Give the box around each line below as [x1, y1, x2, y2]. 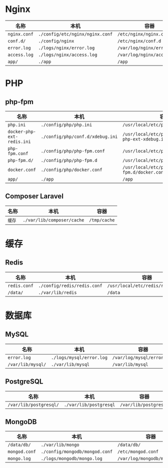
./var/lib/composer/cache [22, 217, 84, 223]
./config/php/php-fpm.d [40, 157, 97, 163]
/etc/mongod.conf [117, 449, 159, 454]
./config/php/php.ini [40, 121, 92, 127]
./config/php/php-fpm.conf [40, 148, 105, 153]
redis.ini [7, 138, 31, 144]
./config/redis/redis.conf [38, 282, 102, 288]
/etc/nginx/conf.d [117, 38, 161, 43]
